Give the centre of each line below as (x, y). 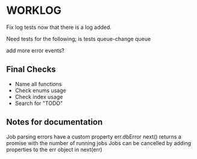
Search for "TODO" (39, 103)
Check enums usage (40, 90)
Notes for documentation (55, 122)
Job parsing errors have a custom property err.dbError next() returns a (94, 137)
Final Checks (31, 70)
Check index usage (39, 96)
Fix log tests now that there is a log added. (59, 27)
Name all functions (38, 84)
